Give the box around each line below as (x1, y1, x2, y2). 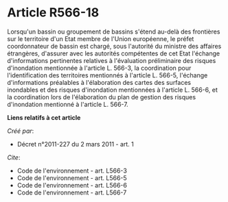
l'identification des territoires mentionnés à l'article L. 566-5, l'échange (7, 71, 208, 79)
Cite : (7, 153, 21, 162)
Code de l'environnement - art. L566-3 (16, 166, 127, 175)
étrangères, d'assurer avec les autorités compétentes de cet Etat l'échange (7, 49, 220, 58)
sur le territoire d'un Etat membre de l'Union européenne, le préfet (7, 34, 194, 42)
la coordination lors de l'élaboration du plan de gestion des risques (7, 92, 196, 101)
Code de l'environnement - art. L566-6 (16, 181, 127, 189)
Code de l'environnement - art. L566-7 (16, 188, 127, 197)
